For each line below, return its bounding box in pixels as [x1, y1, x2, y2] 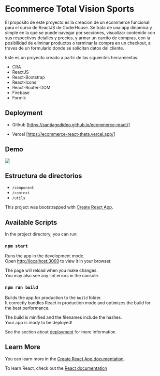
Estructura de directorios [5, 172, 82, 180]
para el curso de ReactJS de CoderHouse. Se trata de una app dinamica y [5, 24, 152, 30]
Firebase [12, 90, 30, 95]
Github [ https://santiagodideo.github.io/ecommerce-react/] [12, 122, 130, 127]
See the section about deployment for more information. [5, 329, 117, 335]
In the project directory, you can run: [5, 231, 78, 237]
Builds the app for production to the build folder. [5, 295, 102, 300]
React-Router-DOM [12, 84, 51, 90]
